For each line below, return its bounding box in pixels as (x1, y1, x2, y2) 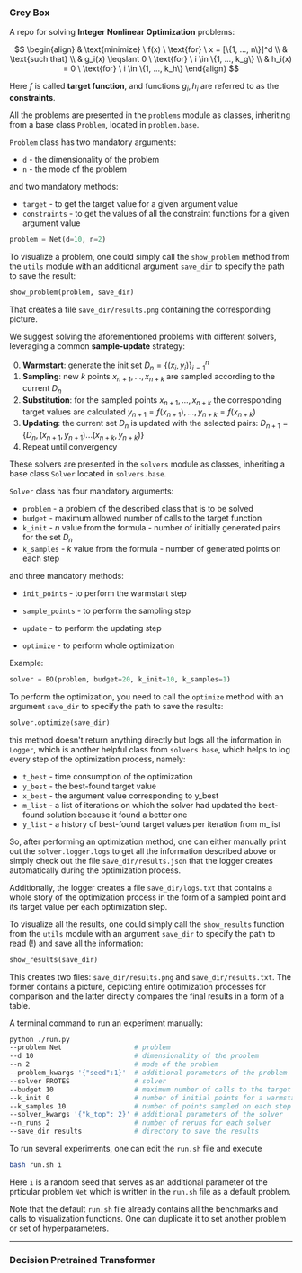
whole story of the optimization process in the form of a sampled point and (9, 892, 286, 903)
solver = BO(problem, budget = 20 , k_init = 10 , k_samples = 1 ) (9, 674, 231, 684)
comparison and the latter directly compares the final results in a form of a (9, 991, 285, 1001)
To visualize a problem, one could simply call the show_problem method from (9, 251, 290, 262)
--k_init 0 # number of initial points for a (9, 1093, 263, 1102)
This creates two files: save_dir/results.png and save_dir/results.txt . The (9, 971, 292, 982)
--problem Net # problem (9, 1043, 171, 1053)
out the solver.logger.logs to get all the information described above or (9, 845, 277, 856)
